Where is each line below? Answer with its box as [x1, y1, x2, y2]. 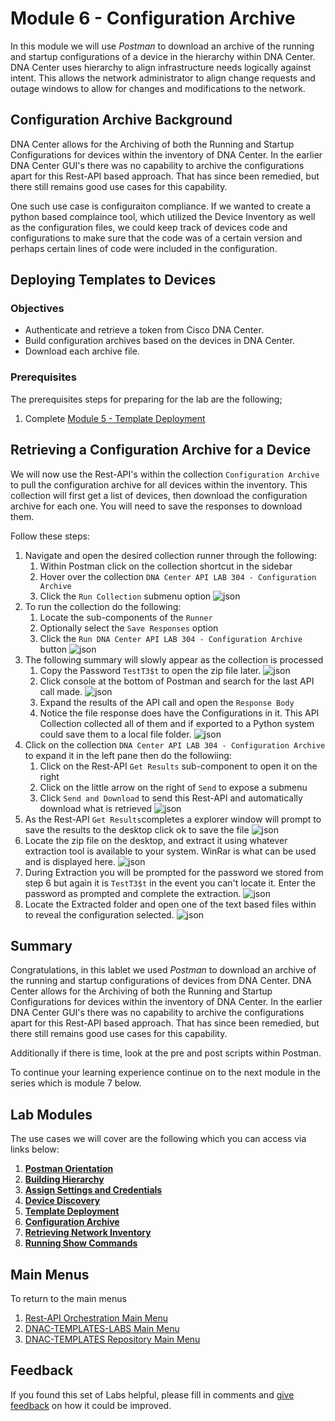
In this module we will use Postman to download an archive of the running [10, 40, 315, 52]
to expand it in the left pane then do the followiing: [24, 749, 232, 761]
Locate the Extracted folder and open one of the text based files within [24, 898, 317, 910]
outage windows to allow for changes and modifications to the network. [10, 82, 306, 94]
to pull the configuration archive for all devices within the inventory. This [10, 478, 308, 491]
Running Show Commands [24, 1237, 138, 1249]
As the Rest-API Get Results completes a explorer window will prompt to [24, 813, 322, 825]
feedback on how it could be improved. [10, 1399, 172, 1411]
